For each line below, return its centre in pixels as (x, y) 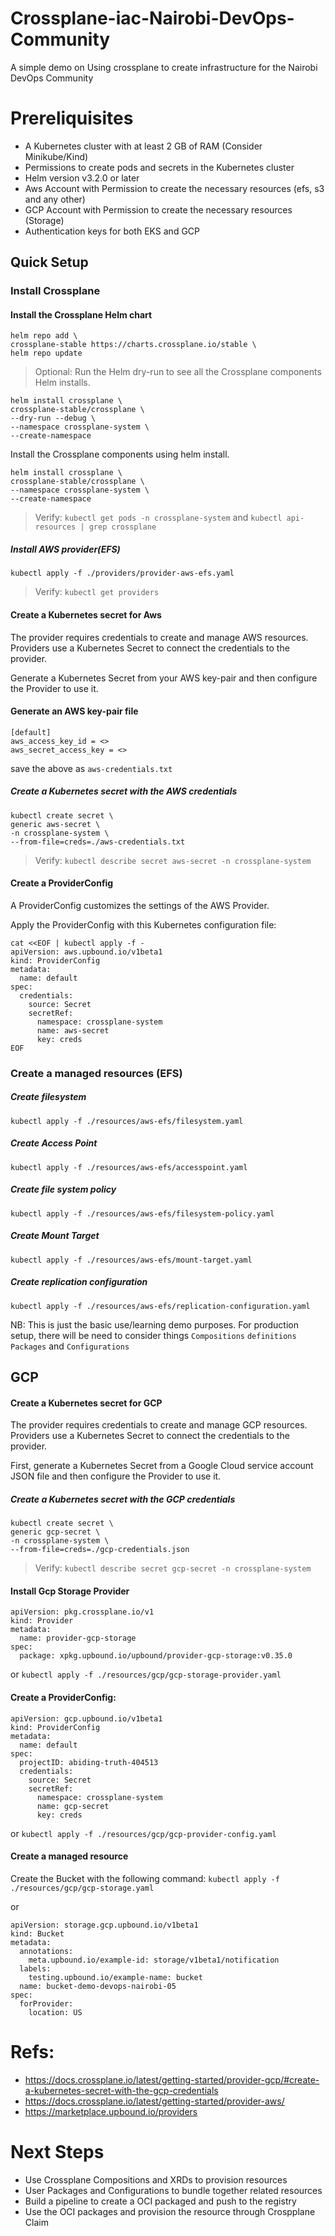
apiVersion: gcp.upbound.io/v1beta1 (86, 1718)
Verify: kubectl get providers (97, 592)
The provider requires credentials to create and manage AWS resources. (159, 637)
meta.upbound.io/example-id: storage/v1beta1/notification (154, 1960)
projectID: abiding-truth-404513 (89, 1762)
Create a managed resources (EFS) (96, 1073)
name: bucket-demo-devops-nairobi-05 (98, 1986)
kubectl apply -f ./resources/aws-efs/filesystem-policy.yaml (142, 1213)
